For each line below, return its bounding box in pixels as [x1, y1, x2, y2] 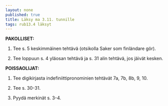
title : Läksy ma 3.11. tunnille [5, 17, 74, 22]
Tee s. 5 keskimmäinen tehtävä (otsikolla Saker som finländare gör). [12, 45, 156, 51]
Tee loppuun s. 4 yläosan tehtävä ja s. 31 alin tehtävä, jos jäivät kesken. [12, 56, 163, 62]
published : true [5, 12, 40, 17]
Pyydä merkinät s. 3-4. [12, 95, 62, 101]
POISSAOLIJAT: [5, 65, 40, 71]
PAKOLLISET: [5, 36, 34, 42]
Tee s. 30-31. [12, 85, 41, 91]
